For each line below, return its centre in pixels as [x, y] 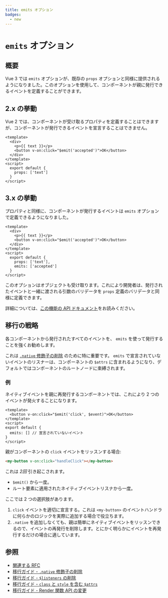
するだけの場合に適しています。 [50, 535]
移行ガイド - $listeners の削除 [44, 577]
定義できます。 [29, 297]
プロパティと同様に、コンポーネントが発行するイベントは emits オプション [82, 211]
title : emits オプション [29, 10]
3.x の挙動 [21, 198]
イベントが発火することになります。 [42, 401]
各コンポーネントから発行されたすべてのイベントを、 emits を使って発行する [84, 338]
